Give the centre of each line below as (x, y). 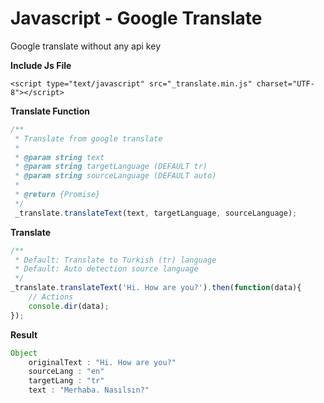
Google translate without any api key (85, 46)
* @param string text (59, 157)
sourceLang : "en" (66, 372)
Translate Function (50, 111)
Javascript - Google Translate (136, 18)
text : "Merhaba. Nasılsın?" (89, 390)
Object (24, 353)
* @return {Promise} (57, 195)
